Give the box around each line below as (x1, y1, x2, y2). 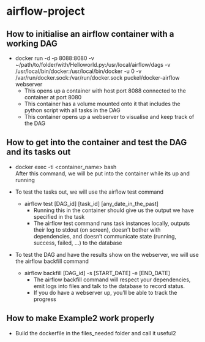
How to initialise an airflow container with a (6, 29, 174, 39)
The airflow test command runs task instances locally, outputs (33, 219, 190, 227)
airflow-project (6, 4, 85, 18)
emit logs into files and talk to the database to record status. (33, 282, 185, 289)
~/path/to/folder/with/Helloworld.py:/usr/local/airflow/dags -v (15, 61, 171, 68)
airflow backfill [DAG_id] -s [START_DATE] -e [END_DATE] (24, 269, 170, 276)
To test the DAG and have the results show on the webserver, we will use (15, 251, 199, 258)
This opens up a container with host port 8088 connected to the (24, 87, 187, 94)
